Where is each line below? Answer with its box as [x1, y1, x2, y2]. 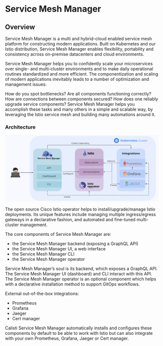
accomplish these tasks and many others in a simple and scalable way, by [5, 106, 153, 112]
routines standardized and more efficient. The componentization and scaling [5, 71, 158, 77]
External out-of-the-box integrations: [5, 291, 79, 297]
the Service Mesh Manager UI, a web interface [12, 246, 106, 252]
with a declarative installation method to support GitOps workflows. [5, 281, 140, 287]
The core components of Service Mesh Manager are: [5, 231, 111, 237]
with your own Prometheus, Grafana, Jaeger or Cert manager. [5, 335, 129, 342]
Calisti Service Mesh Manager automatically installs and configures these [5, 325, 152, 331]
